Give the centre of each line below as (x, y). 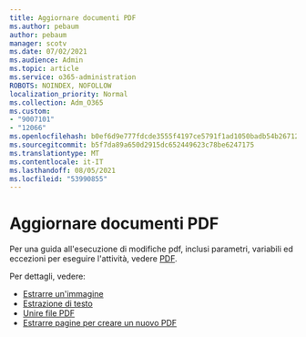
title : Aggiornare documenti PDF (73, 18)
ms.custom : (30, 111)
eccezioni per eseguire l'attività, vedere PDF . (93, 259)
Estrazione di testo (57, 304)
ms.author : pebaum (44, 26)
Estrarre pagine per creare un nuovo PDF (100, 323)
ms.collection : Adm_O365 (56, 102)
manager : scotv (38, 43)
